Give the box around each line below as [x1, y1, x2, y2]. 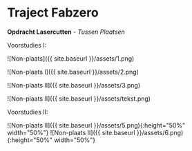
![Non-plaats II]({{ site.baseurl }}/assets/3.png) [7, 81, 141, 89]
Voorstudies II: [7, 108, 48, 116]
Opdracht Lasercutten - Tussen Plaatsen [7, 28, 126, 36]
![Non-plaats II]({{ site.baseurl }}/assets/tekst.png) [7, 94, 151, 103]
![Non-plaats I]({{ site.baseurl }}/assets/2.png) [7, 68, 140, 76]
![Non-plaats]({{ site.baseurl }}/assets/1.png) [7, 54, 135, 63]
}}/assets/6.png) [137, 128, 184, 137]
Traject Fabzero [7, 5, 99, 21]
